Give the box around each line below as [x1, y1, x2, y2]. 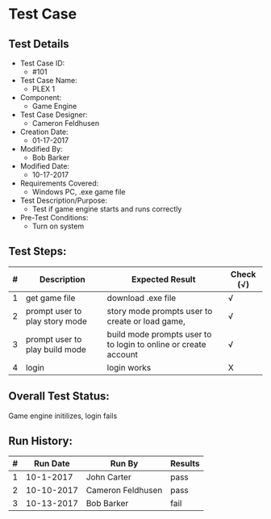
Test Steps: [8, 245, 67, 258]
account [106, 349, 139, 360]
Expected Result [131, 274, 196, 285]
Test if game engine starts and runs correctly [31, 204, 182, 214]
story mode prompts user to [106, 305, 213, 316]
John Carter [85, 471, 131, 483]
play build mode [25, 344, 86, 355]
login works [106, 362, 152, 373]
